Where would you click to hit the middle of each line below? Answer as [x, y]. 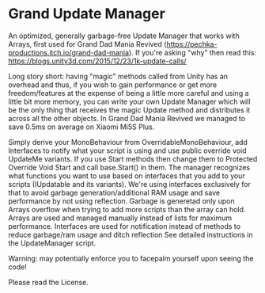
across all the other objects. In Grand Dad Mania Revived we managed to [127, 118]
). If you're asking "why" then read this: [193, 52]
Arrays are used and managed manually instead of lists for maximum [120, 218]
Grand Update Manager [87, 14]
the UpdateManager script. [52, 243]
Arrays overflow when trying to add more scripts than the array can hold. [127, 209]
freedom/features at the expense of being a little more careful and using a [129, 93]
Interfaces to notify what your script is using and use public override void [127, 150]
